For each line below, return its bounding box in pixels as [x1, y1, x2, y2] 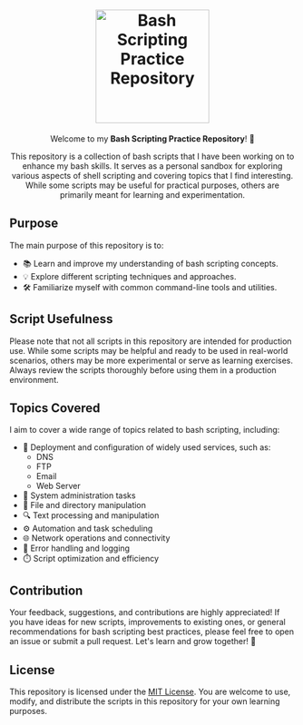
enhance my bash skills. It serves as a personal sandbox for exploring [22, 160, 283, 171]
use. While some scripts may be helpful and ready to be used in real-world [9, 345, 288, 356]
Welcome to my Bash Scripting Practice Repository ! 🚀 [49, 132, 256, 144]
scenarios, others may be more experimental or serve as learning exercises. [9, 355, 293, 366]
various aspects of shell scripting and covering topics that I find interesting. [11, 170, 294, 181]
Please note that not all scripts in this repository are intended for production [9, 336, 292, 347]
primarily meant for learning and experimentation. [59, 189, 246, 200]
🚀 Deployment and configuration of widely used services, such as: [22, 442, 271, 453]
